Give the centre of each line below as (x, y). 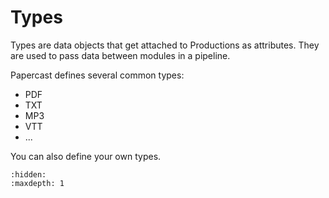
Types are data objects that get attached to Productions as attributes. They (165, 45)
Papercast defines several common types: (97, 75)
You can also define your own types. (86, 156)
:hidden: (28, 174)
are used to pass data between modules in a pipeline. (120, 55)
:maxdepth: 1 (37, 183)
